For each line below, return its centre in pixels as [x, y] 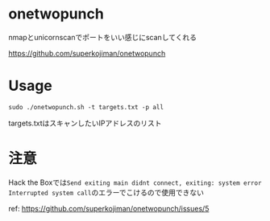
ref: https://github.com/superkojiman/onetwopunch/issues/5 [109, 208]
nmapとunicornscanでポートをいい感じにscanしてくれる [103, 37]
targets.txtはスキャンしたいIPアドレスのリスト [85, 123]
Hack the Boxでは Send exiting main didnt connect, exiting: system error [135, 182]
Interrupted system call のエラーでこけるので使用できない [106, 192]
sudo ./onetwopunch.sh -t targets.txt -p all [86, 107]
